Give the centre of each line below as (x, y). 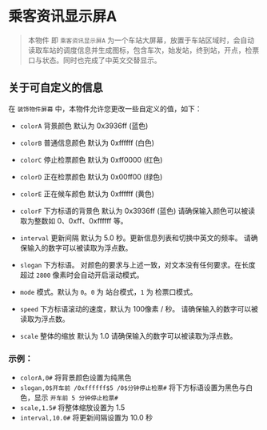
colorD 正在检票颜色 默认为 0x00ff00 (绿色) (91, 176)
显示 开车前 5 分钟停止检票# (76, 398)
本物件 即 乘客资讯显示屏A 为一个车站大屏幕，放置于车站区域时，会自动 (141, 40)
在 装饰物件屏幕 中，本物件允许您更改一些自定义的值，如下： (105, 108)
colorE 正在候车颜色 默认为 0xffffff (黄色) (87, 194)
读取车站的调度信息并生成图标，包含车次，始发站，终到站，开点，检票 (143, 50)
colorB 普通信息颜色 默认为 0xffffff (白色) (87, 143)
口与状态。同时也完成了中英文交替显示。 (94, 60)
